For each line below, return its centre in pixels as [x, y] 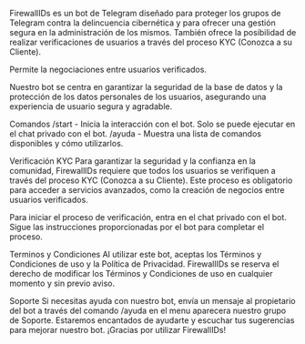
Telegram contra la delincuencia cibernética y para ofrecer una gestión [142, 23]
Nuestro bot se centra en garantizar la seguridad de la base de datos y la [146, 87]
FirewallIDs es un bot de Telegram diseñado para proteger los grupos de [145, 13]
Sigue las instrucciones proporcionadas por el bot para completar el [137, 227]
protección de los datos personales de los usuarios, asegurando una [138, 96]
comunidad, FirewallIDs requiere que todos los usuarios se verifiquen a [142, 171]
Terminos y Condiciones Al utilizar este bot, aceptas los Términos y [136, 254]
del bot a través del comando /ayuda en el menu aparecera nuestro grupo [148, 310]
